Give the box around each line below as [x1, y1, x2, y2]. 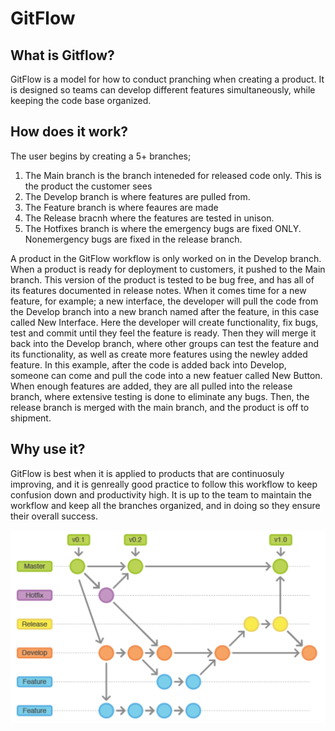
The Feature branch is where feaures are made [24, 201, 219, 213]
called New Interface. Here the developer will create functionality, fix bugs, [10, 316, 319, 328]
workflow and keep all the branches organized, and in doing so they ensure [10, 499, 321, 511]
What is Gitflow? [10, 47, 115, 64]
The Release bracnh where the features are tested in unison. [24, 212, 275, 224]
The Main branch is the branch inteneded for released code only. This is [24, 169, 322, 181]
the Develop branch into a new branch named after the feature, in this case [10, 305, 320, 317]
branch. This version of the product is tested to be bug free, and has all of [10, 273, 315, 286]
